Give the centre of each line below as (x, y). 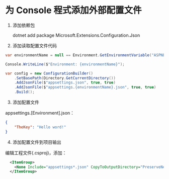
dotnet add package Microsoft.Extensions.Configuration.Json (76, 35)
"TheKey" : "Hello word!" (40, 127)
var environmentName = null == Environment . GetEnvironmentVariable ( (78, 55)
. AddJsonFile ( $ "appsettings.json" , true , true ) (65, 83)
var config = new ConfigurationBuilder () (49, 73)
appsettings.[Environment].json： (40, 113)
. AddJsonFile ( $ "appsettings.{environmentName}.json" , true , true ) (85, 87)
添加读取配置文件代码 (34, 45)
